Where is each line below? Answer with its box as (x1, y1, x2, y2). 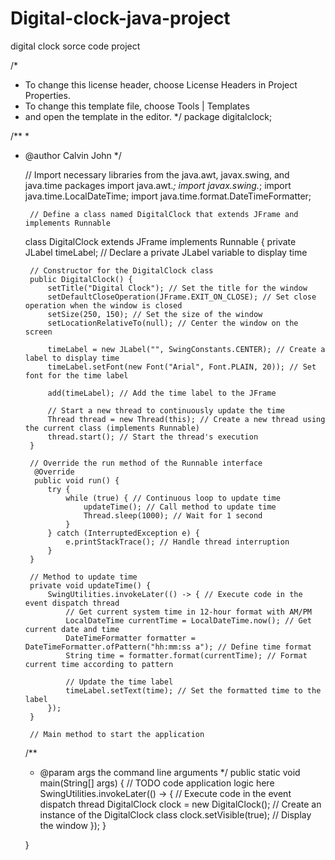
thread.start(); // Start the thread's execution (47, 432, 259, 442)
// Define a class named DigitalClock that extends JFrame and (29, 209, 299, 219)
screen (24, 327, 53, 337)
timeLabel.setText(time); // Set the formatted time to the (65, 685, 322, 696)
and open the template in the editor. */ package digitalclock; (24, 110, 273, 122)
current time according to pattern (24, 659, 174, 669)
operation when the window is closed (24, 300, 183, 311)
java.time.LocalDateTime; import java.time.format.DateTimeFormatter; (24, 190, 312, 202)
